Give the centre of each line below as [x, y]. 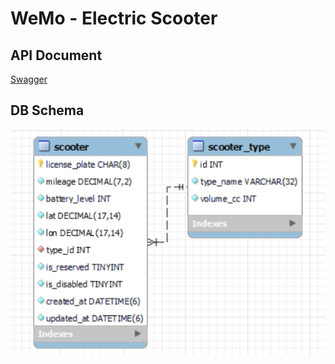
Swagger [29, 79]
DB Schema [47, 110]
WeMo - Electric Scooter [114, 18]
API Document [56, 55]
